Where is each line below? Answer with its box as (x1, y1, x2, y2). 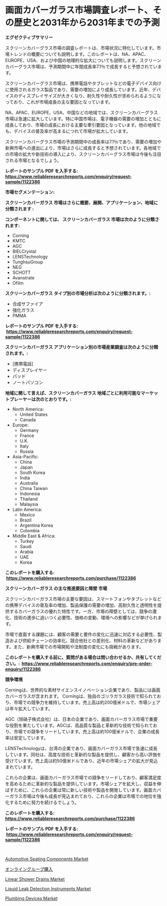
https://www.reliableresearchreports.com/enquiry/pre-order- (21, 660, 153, 666)
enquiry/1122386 (5, 666, 41, 672)
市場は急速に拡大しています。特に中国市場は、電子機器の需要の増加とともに (5, 115, 162, 122)
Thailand (19, 495, 38, 502)
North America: (12, 406, 44, 412)
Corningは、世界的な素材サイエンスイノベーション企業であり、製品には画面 (5, 687, 161, 693)
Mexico (19, 511, 35, 517)
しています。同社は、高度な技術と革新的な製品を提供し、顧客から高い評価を (5, 751, 162, 757)
